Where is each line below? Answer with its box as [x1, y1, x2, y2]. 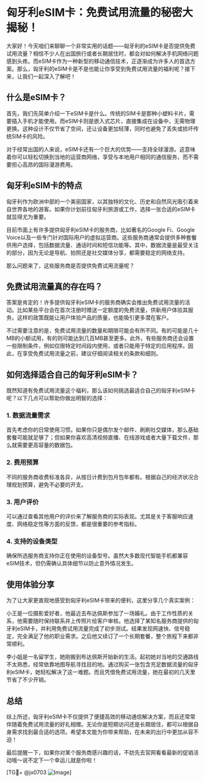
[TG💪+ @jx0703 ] [6, 769, 72, 776]
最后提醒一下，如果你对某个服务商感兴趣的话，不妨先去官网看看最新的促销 [6, 749, 193, 756]
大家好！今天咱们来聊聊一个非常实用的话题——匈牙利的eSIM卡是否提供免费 [6, 42, 196, 49]
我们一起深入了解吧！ [22, 73, 76, 80]
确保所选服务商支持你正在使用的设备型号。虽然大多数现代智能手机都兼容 [6, 552, 188, 559]
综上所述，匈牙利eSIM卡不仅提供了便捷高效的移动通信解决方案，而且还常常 [6, 713, 196, 720]
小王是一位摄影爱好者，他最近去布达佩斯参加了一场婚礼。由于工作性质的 [6, 610, 188, 617]
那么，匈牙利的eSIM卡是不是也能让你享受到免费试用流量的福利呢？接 [16, 65, 190, 72]
